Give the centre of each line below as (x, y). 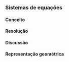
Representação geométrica (35, 54)
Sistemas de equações (34, 8)
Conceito (15, 20)
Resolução (17, 31)
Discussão (17, 42)
